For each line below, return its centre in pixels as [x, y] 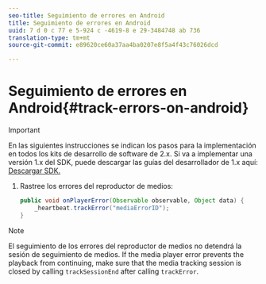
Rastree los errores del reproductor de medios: [96, 186]
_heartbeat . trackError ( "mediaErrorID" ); [102, 208]
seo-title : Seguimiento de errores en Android [87, 15]
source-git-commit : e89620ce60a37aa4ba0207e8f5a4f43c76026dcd [113, 45]
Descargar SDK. [35, 171]
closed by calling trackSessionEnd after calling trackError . [104, 271]
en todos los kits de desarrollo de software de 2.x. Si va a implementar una [130, 154]
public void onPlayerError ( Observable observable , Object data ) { [132, 201]
